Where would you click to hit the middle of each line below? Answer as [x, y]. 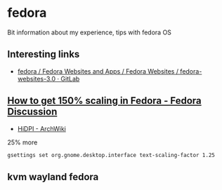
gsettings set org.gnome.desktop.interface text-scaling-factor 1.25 [111, 155]
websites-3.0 [37, 79]
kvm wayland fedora [53, 177]
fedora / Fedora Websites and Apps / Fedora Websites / [98, 71]
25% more [22, 142]
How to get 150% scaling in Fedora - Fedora [104, 101]
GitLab [70, 79]
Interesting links [44, 54]
